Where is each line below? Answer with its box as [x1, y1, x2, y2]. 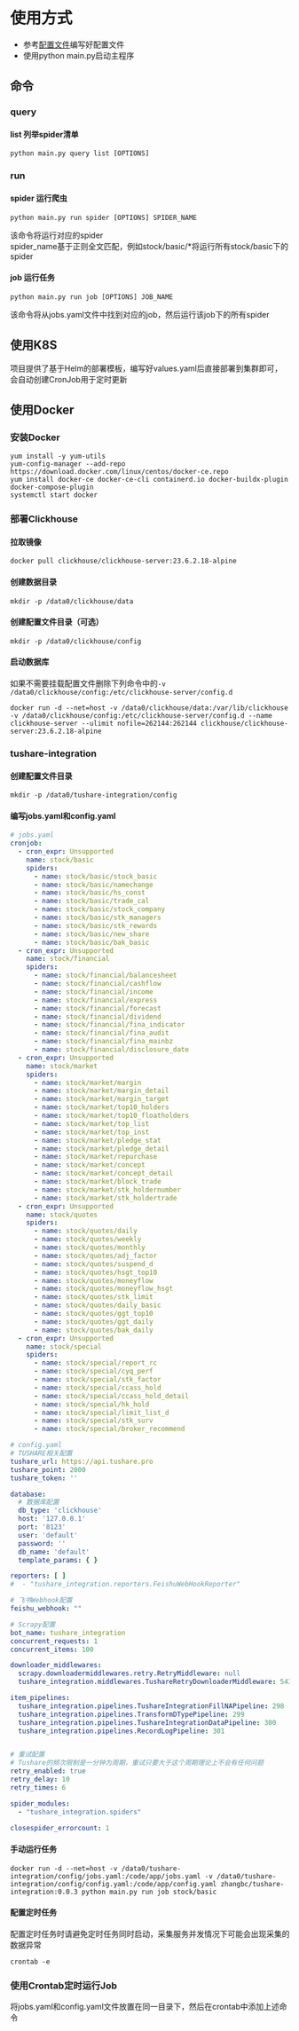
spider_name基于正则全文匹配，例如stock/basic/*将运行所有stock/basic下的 [10, 240, 289, 251]
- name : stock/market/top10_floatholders [33, 1111, 190, 1121]
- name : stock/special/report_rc [33, 1358, 158, 1367]
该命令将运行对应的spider [10, 230, 104, 240]
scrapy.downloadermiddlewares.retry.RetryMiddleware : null [18, 1669, 241, 1678]
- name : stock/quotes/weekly [33, 1235, 142, 1244]
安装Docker [10, 431, 60, 444]
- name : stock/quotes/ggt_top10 [33, 1310, 153, 1319]
